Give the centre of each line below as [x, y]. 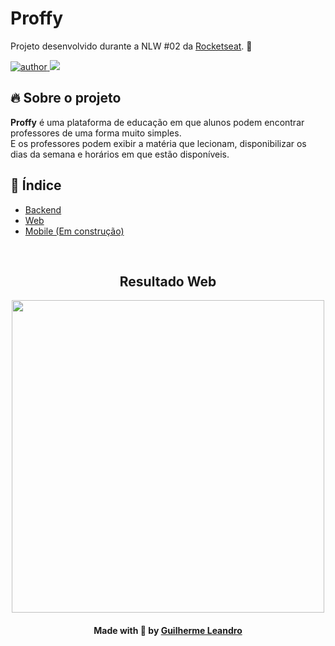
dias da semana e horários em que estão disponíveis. [120, 154]
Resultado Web [168, 281]
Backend [43, 209]
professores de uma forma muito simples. [96, 133]
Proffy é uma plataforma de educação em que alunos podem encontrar [157, 122]
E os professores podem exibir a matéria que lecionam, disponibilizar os [158, 143]
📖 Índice [36, 185]
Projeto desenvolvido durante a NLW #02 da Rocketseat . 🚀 [131, 46]
